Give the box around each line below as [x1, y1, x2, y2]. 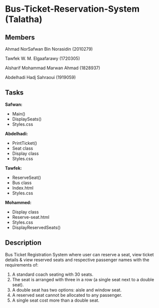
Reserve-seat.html [12, 214, 50, 220]
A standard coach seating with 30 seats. [12, 271, 94, 277]
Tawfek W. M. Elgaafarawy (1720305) [5, 56, 80, 61]
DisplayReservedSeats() [12, 224, 61, 230]
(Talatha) [5, 14, 42, 25]
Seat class [12, 145, 33, 151]
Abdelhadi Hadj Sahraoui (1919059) [5, 75, 76, 80]
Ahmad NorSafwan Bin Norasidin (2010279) [5, 46, 93, 52]
